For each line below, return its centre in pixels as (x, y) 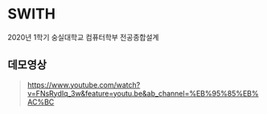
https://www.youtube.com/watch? (84, 84)
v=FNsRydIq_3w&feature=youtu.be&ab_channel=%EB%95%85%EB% (143, 93)
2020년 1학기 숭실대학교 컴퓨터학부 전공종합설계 (83, 37)
